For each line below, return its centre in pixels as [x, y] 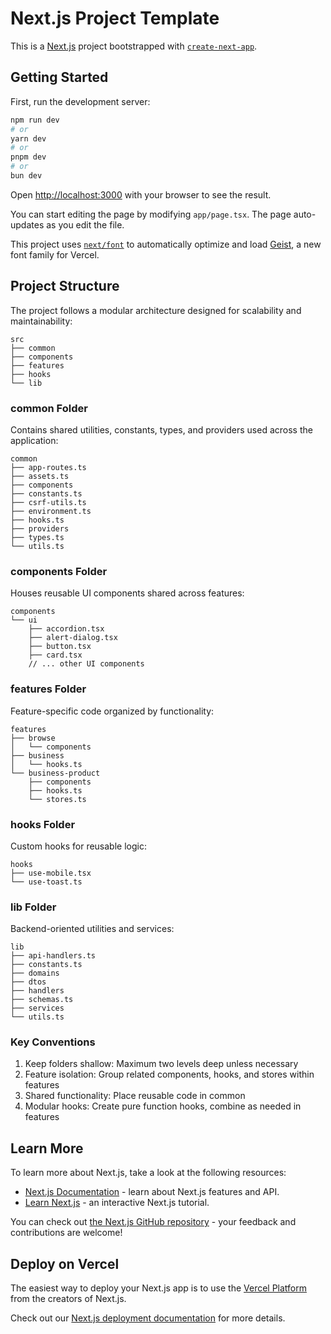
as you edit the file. [85, 224]
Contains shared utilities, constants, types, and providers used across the [161, 429]
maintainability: [41, 321]
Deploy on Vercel [65, 1263]
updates [27, 224]
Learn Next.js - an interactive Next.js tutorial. [117, 1203]
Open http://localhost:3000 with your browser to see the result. [141, 194]
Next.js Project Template [115, 18]
